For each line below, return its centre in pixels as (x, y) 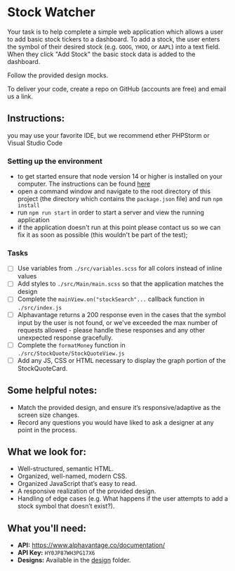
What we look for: (47, 452)
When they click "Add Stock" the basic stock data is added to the (101, 54)
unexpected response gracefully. (65, 338)
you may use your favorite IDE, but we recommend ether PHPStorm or (108, 135)
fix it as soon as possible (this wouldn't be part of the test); (102, 235)
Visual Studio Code (35, 143)
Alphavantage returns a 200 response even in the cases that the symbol (122, 314)
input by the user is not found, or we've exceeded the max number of (117, 322)
